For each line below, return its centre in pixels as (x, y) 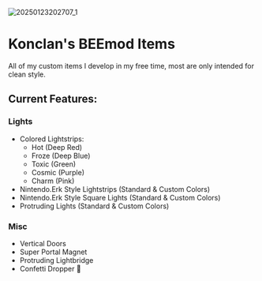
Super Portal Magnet (53, 252)
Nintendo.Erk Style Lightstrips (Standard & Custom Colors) (115, 189)
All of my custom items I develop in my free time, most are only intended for (131, 66)
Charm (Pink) (53, 181)
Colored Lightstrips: (52, 139)
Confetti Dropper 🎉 (50, 268)
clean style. (27, 74)
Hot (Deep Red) (57, 147)
